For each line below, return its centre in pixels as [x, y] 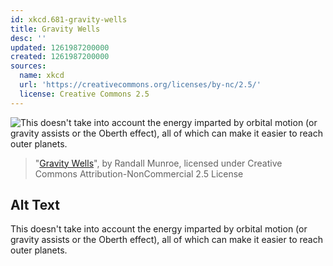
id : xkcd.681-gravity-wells [69, 19]
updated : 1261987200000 [60, 47]
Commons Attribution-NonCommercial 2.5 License [139, 173]
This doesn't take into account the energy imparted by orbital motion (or [159, 229]
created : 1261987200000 [60, 57]
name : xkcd [42, 76]
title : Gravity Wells [55, 29]
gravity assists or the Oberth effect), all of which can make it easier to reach [166, 240]
